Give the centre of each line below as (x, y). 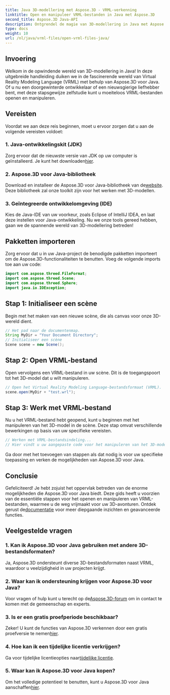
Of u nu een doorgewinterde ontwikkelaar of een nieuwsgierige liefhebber (82, 87)
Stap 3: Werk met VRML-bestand (58, 408)
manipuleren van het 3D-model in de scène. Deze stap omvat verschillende (84, 425)
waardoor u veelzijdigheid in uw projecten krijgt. (55, 568)
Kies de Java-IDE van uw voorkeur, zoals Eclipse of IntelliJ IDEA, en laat (80, 215)
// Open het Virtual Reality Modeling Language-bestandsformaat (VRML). (83, 387)
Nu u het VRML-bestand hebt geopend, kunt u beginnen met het (72, 420)
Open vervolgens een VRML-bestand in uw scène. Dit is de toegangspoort (83, 373)
